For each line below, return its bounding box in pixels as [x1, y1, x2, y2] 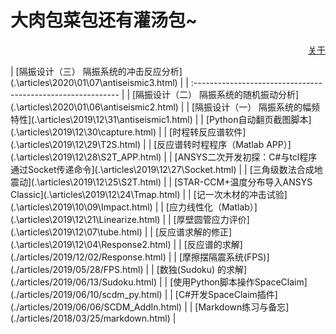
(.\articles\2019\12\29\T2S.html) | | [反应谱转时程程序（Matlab [10, 138, 265, 150]
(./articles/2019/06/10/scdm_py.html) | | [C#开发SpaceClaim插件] [10, 288, 278, 300]
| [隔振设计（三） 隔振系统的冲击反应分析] [10, 65, 183, 77]
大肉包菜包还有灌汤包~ [10, 9, 198, 32]
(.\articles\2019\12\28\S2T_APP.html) [10, 151, 162, 163]
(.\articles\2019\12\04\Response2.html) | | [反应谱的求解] [10, 238, 243, 250]
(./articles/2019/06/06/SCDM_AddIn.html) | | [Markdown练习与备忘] [10, 301, 290, 313]
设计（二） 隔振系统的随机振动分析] [153, 88, 300, 100]
